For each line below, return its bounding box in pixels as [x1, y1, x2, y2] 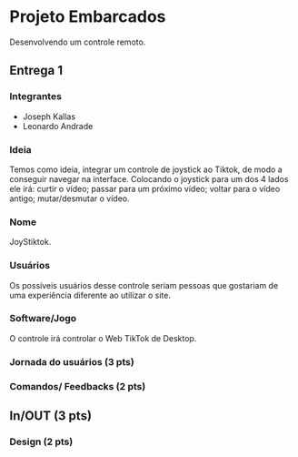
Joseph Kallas [22, 111, 75, 122]
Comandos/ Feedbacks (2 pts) [9, 380, 146, 392]
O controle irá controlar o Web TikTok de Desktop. [9, 332, 197, 343]
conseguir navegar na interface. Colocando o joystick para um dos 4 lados [9, 173, 289, 184]
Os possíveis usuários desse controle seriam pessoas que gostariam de [9, 279, 279, 290]
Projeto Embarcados [9, 6, 166, 27]
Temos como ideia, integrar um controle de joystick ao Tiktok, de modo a [9, 164, 283, 175]
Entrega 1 [9, 63, 64, 78]
